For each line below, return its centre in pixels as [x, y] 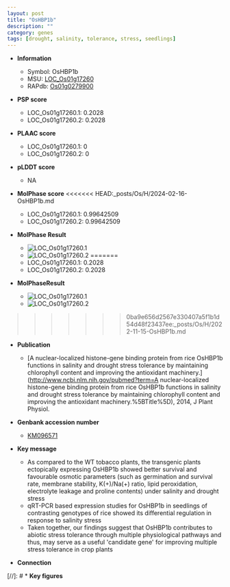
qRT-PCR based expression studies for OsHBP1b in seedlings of [117, 506]
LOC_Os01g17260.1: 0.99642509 [73, 214]
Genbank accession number [58, 423]
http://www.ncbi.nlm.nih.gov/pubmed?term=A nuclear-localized [119, 380]
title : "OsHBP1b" [32, 20]
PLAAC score [36, 134]
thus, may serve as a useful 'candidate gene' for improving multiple [122, 542]
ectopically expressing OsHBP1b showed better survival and [112, 469]
